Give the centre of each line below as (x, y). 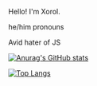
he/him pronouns (36, 27)
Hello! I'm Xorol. (35, 12)
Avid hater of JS (35, 42)
